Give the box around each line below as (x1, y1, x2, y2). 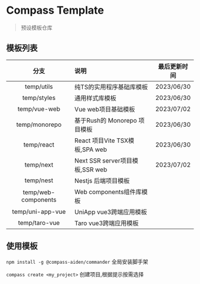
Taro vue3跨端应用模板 (74, 219, 139, 227)
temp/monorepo (16, 120, 62, 129)
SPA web (82, 145, 107, 154)
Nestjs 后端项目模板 (74, 176, 130, 185)
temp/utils (24, 82, 54, 90)
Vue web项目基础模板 (74, 105, 135, 113)
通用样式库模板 (74, 93, 117, 102)
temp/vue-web (17, 105, 61, 113)
